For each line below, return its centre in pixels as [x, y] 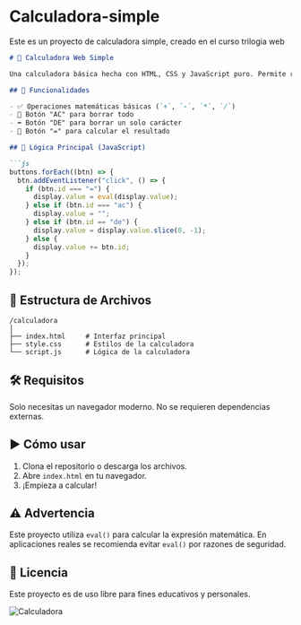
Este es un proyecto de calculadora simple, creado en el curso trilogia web [147, 41]
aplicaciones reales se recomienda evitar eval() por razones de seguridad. [148, 544]
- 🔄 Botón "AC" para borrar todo [72, 115]
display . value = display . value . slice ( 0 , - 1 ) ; [119, 230]
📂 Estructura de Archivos [81, 300]
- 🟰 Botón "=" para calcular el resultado [90, 132]
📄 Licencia [39, 573]
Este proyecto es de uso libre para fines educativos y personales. [130, 595]
